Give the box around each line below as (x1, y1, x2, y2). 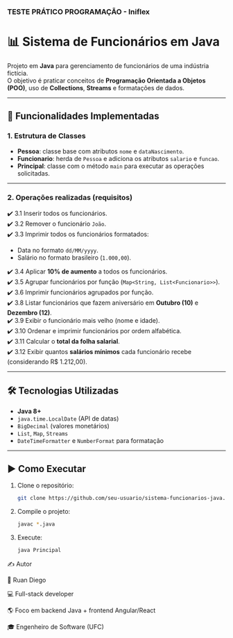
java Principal (17, 547, 62, 554)
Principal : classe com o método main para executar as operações (17, 162, 205, 170)
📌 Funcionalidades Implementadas (7, 110, 159, 122)
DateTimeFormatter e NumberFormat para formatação (17, 436, 164, 444)
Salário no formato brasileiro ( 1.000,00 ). (17, 253, 132, 262)
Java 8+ (17, 407, 42, 415)
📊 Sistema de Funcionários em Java (7, 34, 221, 50)
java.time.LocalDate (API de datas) (17, 414, 119, 423)
